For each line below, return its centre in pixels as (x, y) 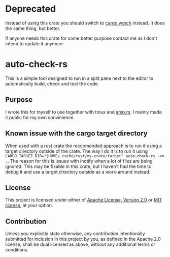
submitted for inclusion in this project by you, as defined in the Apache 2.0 (83, 239)
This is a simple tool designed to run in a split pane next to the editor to (79, 78)
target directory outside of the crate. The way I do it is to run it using (77, 151)
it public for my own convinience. (40, 117)
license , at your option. (29, 205)
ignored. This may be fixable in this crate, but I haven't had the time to (78, 166)
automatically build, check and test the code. (52, 83)
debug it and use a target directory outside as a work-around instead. (78, 172)
